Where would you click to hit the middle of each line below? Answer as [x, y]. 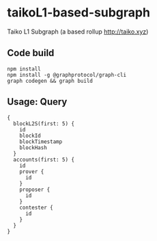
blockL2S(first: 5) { [44, 124]
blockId [30, 136]
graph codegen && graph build [50, 81]
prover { [32, 172]
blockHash [33, 148]
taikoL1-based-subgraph [78, 13]
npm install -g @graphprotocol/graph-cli [67, 75]
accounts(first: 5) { [44, 160]
